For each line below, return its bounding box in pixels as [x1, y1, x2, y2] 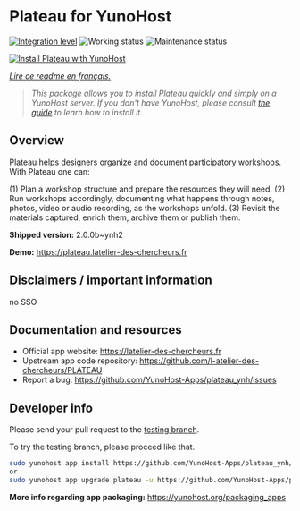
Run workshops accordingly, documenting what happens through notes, [9, 192, 275, 203]
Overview [9, 132, 65, 149]
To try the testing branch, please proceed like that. [9, 441, 196, 453]
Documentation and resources [9, 322, 182, 337]
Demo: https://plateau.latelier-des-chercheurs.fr [9, 246, 187, 257]
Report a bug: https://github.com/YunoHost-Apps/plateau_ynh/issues [21, 374, 277, 386]
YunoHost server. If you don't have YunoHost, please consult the [30, 97, 271, 108]
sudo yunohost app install [9, 459, 110, 468]
